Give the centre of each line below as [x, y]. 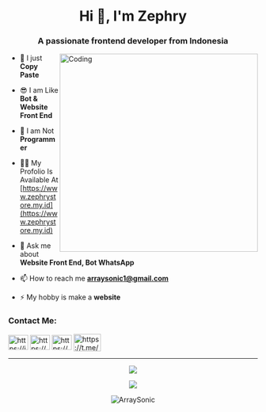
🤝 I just [31, 58]
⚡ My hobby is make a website [70, 297]
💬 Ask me [35, 246]
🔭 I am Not [37, 131]
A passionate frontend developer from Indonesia [133, 41]
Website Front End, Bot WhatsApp [77, 263]
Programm [37, 139]
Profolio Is [36, 172]
